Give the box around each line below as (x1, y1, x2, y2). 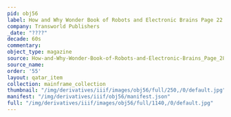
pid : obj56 (7, 10, 38, 17)
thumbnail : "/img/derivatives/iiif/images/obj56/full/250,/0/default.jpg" (7, 87, 226, 94)
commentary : (7, 42, 41, 49)
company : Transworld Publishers (7, 23, 100, 30)
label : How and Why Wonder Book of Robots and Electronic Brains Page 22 (7, 17, 223, 23)
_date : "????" (7, 29, 48, 36)
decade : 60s (7, 36, 41, 43)
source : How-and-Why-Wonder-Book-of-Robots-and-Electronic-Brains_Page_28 (7, 55, 226, 62)
